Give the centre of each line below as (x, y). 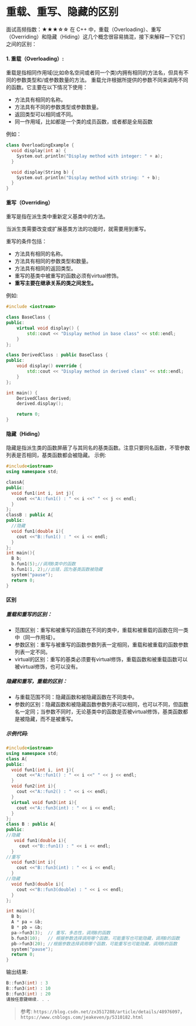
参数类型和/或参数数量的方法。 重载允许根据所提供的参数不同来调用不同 (102, 80)
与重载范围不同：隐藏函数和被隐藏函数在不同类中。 (76, 697)
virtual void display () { (48, 328)
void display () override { (49, 366)
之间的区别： (21, 44)
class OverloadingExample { (40, 145)
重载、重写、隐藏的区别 (62, 12)
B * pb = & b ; (27, 928)
